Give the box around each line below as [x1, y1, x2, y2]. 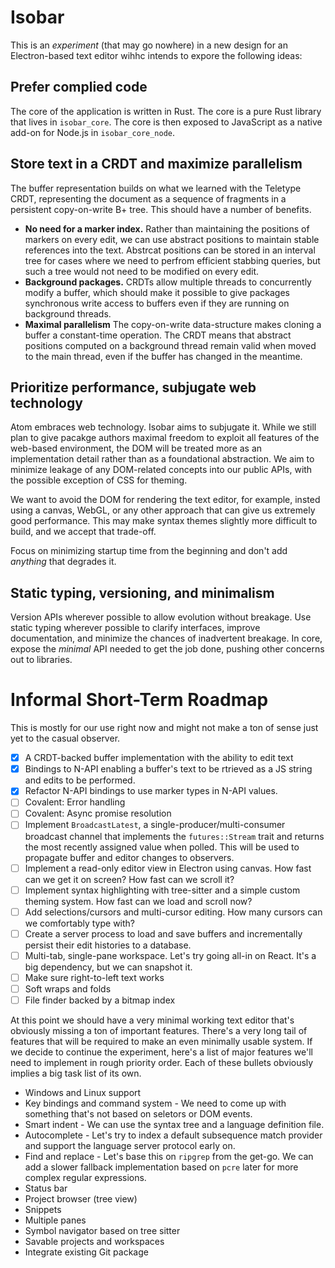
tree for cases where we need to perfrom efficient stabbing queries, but [24, 254, 321, 266]
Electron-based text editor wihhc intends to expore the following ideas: [10, 49, 303, 61]
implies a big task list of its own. [10, 1067, 142, 1079]
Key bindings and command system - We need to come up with [24, 1097, 287, 1109]
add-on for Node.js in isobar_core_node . [10, 126, 176, 138]
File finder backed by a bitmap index [24, 994, 176, 1006]
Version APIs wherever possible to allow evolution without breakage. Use [10, 611, 312, 623]
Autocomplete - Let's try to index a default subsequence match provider [24, 1129, 323, 1141]
